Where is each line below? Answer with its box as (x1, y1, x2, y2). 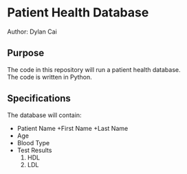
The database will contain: (7, 111, 82, 119)
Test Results (16, 146, 52, 154)
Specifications (7, 92, 71, 104)
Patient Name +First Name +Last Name (16, 124, 129, 132)
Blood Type (16, 138, 50, 147)
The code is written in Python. (7, 73, 93, 81)
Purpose (7, 47, 45, 59)
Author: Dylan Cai (7, 27, 57, 36)
